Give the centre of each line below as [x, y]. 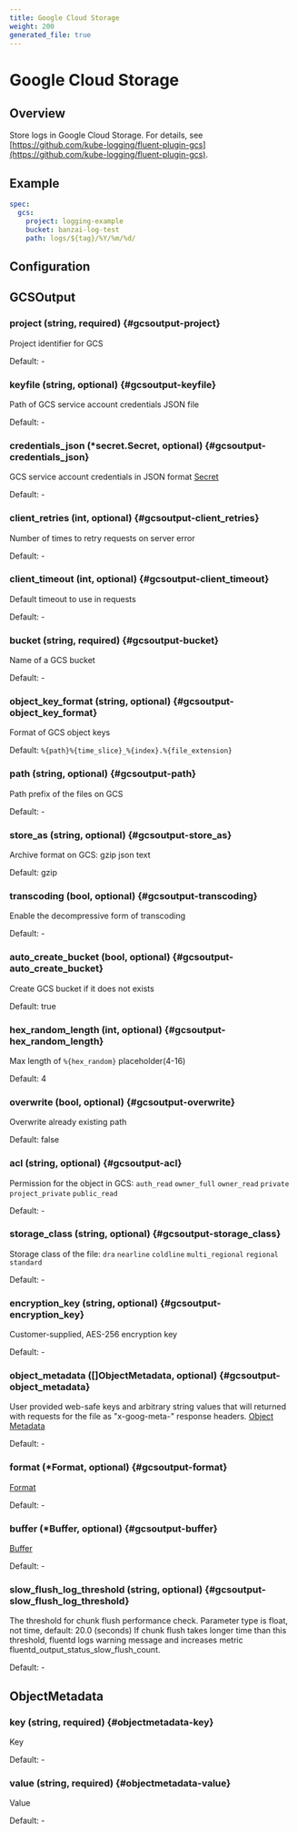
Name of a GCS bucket [52, 660]
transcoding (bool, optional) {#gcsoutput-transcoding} [134, 896]
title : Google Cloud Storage [65, 18]
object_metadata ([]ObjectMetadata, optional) [114, 1376]
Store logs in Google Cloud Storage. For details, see [106, 135]
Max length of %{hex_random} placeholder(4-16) [98, 1060]
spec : [20, 205]
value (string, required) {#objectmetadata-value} [120, 1783]
